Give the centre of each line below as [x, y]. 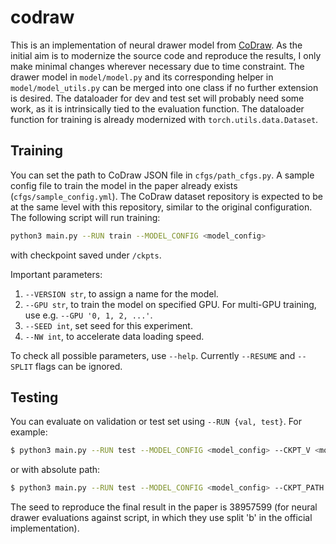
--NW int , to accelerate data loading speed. [114, 336]
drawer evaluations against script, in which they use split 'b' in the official [161, 518]
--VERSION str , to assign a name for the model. [121, 293]
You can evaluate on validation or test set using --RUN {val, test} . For [156, 422]
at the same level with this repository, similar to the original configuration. [161, 207]
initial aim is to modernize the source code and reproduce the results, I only [166, 55]
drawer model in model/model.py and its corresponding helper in [142, 77]
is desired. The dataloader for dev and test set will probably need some [157, 98]
